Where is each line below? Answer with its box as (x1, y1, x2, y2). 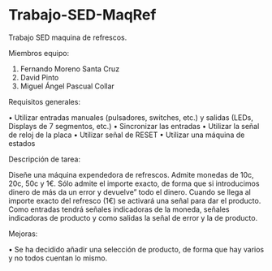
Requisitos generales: (8, 97, 81, 106)
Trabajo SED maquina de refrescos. (8, 32, 127, 42)
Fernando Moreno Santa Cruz (19, 63, 120, 74)
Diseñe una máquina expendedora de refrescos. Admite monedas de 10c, (8, 170, 254, 179)
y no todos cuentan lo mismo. (8, 253, 108, 263)
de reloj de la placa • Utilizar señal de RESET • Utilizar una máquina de (8, 130, 245, 140)
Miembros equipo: (8, 48, 70, 58)
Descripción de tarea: (8, 154, 81, 164)
